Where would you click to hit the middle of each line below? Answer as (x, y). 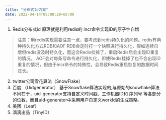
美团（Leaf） (26, 106)
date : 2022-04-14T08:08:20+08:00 (40, 14)
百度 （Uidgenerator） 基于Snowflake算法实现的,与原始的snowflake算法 (86, 87)
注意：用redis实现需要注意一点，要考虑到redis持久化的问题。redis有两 (89, 40)
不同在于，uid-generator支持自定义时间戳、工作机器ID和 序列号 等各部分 (86, 93)
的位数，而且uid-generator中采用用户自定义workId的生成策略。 (77, 100)
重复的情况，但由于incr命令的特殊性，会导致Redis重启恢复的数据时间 (88, 64)
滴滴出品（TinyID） (32, 112)
